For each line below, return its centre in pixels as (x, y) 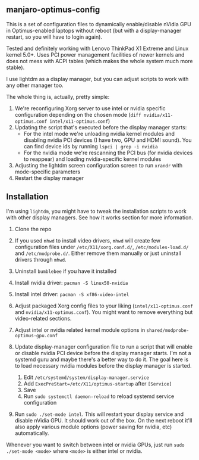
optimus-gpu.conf (36, 335)
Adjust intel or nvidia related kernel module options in (80, 330)
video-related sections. (43, 318)
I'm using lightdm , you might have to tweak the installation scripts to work (97, 211)
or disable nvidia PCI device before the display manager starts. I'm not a (103, 353)
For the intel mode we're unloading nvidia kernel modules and (99, 133)
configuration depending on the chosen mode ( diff (78, 114)
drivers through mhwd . (40, 259)
